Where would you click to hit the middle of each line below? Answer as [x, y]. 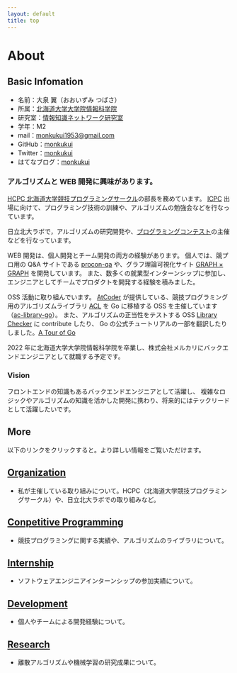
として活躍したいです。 [41, 409]
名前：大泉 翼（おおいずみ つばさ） [69, 99]
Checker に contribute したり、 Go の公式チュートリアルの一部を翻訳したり [117, 323]
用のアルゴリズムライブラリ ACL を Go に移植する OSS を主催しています [112, 306]
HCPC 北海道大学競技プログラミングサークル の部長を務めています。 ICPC [115, 199]
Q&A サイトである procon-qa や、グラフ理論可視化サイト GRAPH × [125, 264]
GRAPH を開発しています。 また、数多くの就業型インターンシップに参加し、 [118, 273]
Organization [36, 473]
